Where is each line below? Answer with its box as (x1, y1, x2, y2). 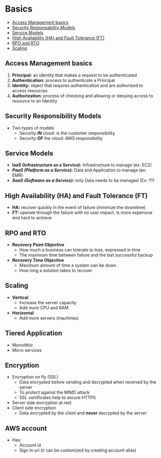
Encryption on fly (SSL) (12, 374, 59, 380)
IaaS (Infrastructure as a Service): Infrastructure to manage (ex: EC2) (12, 162, 152, 168)
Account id (19, 442, 41, 448)
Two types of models (12, 125, 54, 131)
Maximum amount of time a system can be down (19, 262, 117, 268)
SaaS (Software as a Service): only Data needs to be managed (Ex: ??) (12, 178, 155, 183)
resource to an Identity (12, 98, 58, 104)
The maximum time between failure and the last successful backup (19, 252, 153, 258)
